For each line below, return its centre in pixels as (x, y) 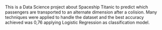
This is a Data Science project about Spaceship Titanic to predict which (77, 7)
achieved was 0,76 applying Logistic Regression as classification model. (77, 22)
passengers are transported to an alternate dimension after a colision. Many (81, 12)
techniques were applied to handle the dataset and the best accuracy (75, 17)
